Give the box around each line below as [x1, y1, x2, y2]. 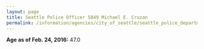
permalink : [6, 20, 34, 26]
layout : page [6, 8, 39, 15]
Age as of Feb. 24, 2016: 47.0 [6, 36, 81, 44]
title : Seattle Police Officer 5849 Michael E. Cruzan [6, 14, 148, 20]
